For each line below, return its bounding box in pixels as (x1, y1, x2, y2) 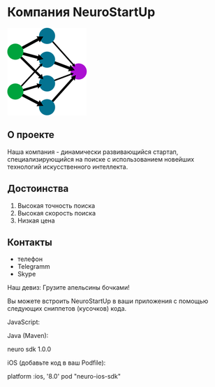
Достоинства (7, 183, 69, 195)
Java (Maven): (7, 332, 49, 340)
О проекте (7, 129, 54, 141)
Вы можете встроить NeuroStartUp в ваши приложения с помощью (7, 297, 209, 305)
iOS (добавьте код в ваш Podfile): (7, 358, 106, 367)
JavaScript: (7, 318, 40, 326)
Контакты (7, 236, 52, 248)
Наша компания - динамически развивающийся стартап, (7, 148, 179, 156)
